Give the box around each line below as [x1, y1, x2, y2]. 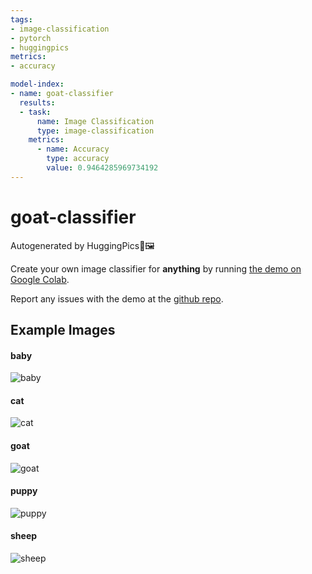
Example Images [10, 322, 116, 339]
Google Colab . [10, 273, 70, 285]
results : [19, 97, 56, 108]
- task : [19, 107, 52, 117]
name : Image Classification [36, 116, 155, 126]
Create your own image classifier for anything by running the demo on [10, 262, 302, 275]
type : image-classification [36, 126, 155, 136]
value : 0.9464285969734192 [46, 163, 159, 173]
